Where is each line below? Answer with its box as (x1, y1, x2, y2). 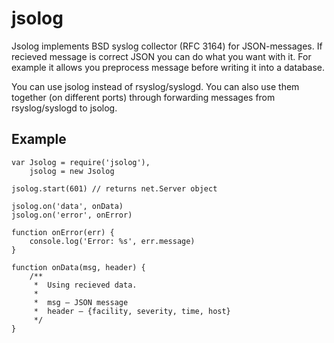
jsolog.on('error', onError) (11, 210, 133, 220)
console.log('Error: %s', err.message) (29, 236, 196, 246)
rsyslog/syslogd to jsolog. (11, 102, 118, 114)
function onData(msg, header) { (11, 262, 146, 272)
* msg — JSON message (33, 297, 129, 307)
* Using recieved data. (33, 280, 138, 290)
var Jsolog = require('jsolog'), (11, 157, 151, 167)
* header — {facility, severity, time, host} (33, 306, 231, 316)
